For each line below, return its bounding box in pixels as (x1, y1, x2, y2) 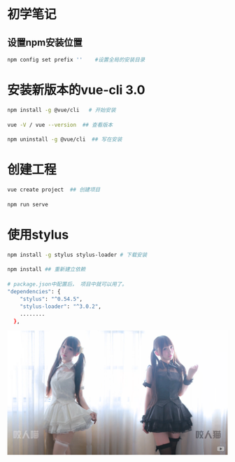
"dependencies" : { (7, 288, 61, 295)
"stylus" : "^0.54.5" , (20, 295, 83, 302)
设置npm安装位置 (7, 36, 83, 48)
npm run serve (7, 201, 49, 208)
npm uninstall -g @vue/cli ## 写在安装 (7, 136, 122, 143)
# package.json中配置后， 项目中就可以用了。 (7, 281, 127, 288)
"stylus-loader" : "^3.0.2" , (20, 302, 101, 310)
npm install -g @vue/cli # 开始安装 (7, 106, 117, 113)
